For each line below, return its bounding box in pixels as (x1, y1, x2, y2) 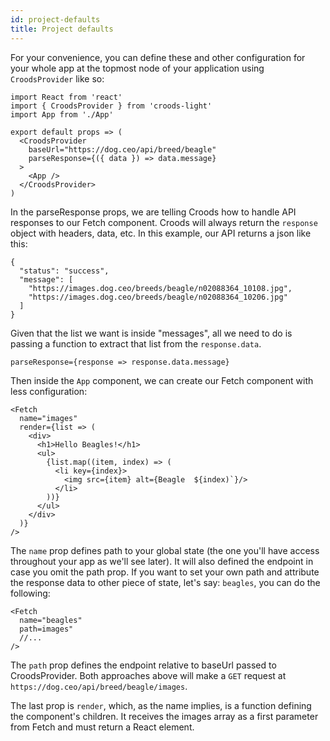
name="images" (19, 413, 78, 423)
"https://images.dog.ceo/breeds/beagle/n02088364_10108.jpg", (28, 283, 293, 293)
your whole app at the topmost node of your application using (10, 62, 265, 74)
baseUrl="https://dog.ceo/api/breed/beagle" (28, 144, 217, 155)
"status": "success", (19, 266, 110, 276)
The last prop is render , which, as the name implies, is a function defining (10, 699, 312, 711)
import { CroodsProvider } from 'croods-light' (10, 101, 213, 111)
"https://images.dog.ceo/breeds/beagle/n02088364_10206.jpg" (28, 292, 288, 302)
